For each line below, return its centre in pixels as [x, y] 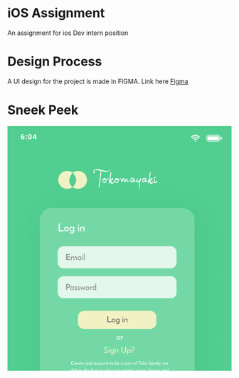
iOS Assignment [56, 13]
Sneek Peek [43, 110]
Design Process [55, 62]
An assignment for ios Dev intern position [68, 33]
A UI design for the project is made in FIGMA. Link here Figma [98, 81]
